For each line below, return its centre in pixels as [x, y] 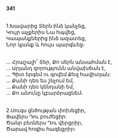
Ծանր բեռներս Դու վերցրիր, [44, 123]
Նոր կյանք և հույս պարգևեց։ [45, 44]
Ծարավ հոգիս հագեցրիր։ [41, 129]
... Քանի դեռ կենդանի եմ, [40, 86]
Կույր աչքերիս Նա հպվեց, [41, 32]
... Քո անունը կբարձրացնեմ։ [45, 93]
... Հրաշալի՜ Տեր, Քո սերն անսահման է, [59, 62]
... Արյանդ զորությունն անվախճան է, [56, 68]
